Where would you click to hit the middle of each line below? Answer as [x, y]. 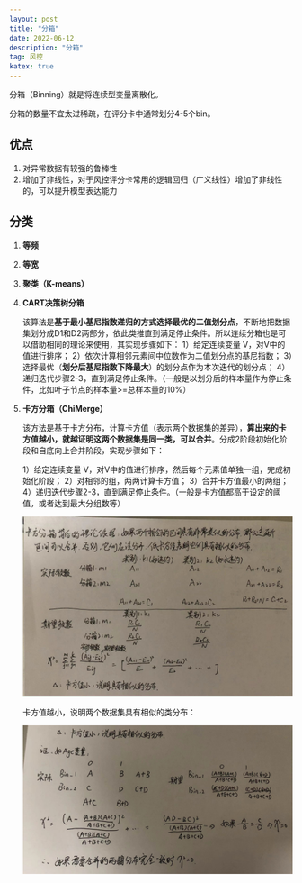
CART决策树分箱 [53, 303]
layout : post [34, 19]
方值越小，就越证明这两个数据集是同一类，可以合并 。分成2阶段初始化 [151, 439]
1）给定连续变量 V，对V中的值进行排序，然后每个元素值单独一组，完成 [152, 469]
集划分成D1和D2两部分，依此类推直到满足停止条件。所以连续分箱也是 [150, 332]
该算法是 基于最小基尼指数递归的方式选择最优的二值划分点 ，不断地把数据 [156, 322]
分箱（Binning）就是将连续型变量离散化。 [86, 94]
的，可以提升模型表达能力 [70, 190]
